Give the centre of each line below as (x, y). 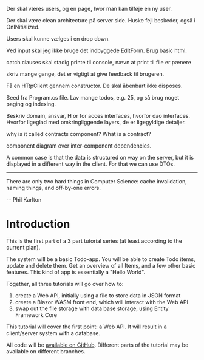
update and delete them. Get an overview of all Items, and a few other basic (101, 265)
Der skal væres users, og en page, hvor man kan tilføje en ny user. (89, 9)
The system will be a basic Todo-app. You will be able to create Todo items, (101, 259)
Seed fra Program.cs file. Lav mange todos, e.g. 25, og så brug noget (93, 97)
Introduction (38, 224)
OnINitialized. (23, 27)
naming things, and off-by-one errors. (54, 188)
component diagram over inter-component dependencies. (79, 146)
